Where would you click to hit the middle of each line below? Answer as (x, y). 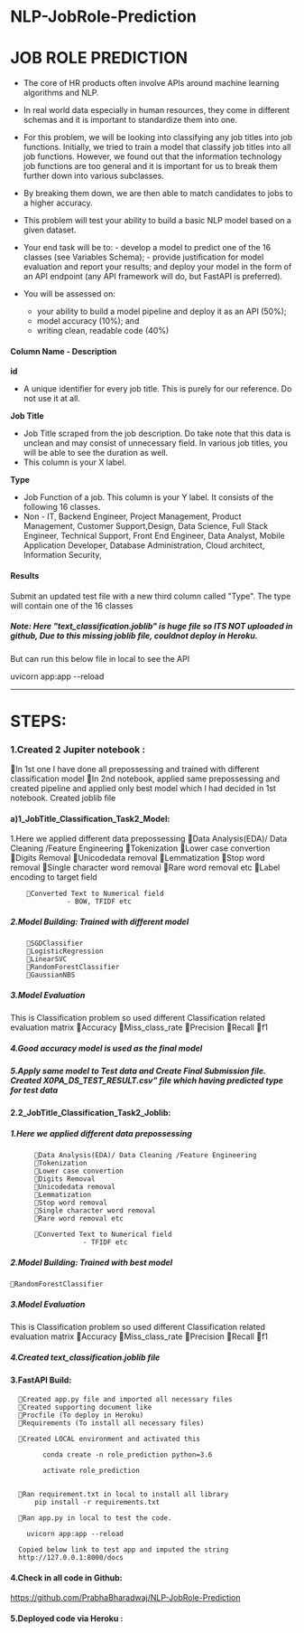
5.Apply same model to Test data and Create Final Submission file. (138, 1071)
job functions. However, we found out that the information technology (152, 156)
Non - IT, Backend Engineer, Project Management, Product (132, 516)
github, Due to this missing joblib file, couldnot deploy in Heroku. (134, 636)
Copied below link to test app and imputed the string (124, 1549)
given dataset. (50, 230)
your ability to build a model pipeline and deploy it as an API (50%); (161, 311)
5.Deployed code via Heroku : (67, 1618)
